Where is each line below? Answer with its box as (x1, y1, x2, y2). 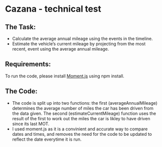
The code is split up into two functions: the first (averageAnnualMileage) (12, 100, 158, 106)
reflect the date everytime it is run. (12, 136, 82, 142)
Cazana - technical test (5, 3, 101, 15)
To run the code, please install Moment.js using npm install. (5, 73, 124, 79)
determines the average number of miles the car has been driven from (12, 105, 154, 111)
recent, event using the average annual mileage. (12, 46, 109, 52)
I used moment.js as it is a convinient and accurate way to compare (12, 126, 148, 132)
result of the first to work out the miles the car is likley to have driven (12, 115, 150, 121)
